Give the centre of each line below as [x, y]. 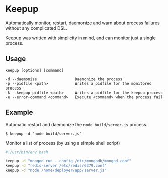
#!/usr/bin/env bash [27, 152]
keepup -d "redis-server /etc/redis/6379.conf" [56, 166]
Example [19, 112]
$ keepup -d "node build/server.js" [44, 134]
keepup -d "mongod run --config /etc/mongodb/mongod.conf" [68, 161]
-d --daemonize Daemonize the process [64, 79]
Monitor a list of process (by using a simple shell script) [63, 143]
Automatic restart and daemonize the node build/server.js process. [76, 124]
